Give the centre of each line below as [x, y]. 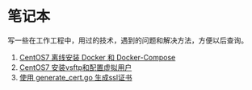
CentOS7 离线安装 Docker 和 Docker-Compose [97, 57]
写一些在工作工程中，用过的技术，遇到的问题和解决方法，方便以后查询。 [128, 40]
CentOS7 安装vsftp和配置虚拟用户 [76, 67]
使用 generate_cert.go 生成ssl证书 [76, 77]
